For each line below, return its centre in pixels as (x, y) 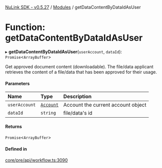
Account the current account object (105, 105)
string (48, 113)
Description (78, 97)
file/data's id (78, 113)
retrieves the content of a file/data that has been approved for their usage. (81, 72)
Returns (14, 126)
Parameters (17, 83)
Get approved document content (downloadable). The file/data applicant (79, 66)
